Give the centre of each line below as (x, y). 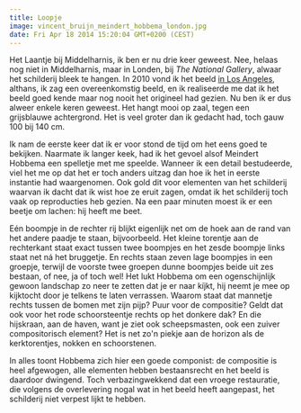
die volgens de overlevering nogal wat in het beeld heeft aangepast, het (142, 390)
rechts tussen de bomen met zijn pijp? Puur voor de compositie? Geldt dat (146, 305)
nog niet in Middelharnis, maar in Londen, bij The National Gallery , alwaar (146, 69)
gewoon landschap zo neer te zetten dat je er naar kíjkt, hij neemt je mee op (150, 286)
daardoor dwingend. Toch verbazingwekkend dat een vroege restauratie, (145, 380)
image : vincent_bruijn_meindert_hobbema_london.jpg (108, 26)
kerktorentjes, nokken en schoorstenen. (83, 344)
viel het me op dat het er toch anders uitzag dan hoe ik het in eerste (135, 173)
